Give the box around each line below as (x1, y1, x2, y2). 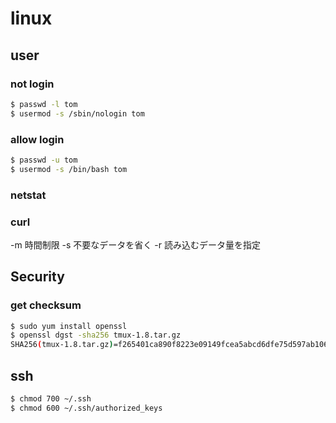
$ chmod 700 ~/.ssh (10, 394, 92, 404)
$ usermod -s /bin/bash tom (10, 164, 128, 174)
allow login (10, 132, 65, 146)
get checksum (10, 298, 82, 312)
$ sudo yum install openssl (10, 321, 128, 331)
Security (10, 268, 65, 286)
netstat (10, 188, 47, 202)
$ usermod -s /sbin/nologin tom (10, 108, 145, 119)
